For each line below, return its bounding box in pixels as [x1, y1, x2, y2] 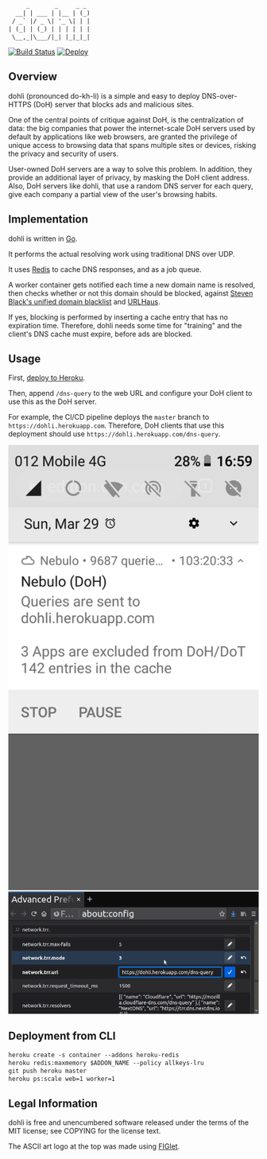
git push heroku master [8, 1067, 87, 1076]
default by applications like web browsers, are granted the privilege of [8, 132, 238, 141]
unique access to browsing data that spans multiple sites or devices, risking [8, 140, 257, 149]
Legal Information [8, 1096, 98, 1110]
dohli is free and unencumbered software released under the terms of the [8, 1118, 249, 1127]
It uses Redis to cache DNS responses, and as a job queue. [8, 264, 202, 274]
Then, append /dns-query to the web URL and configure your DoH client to [8, 389, 253, 398]
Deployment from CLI [8, 1029, 116, 1042]
